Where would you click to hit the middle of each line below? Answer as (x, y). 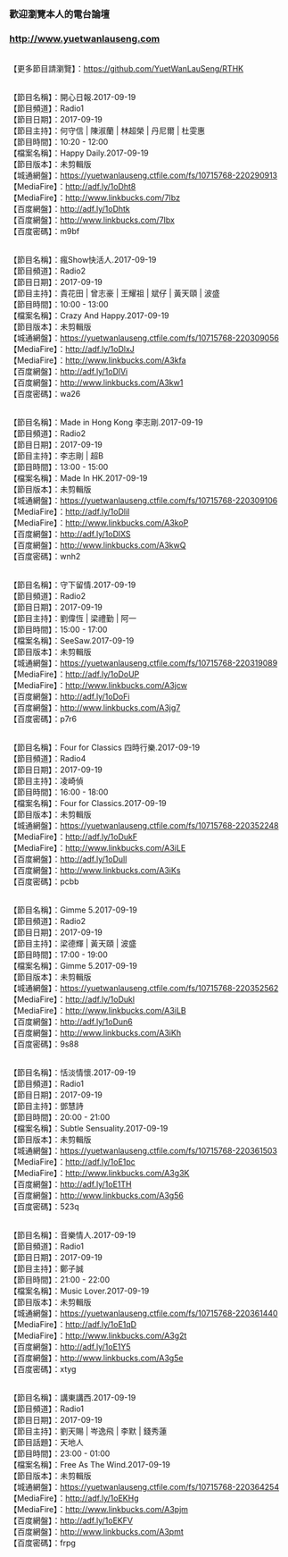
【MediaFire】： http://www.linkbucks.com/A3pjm (99, 1510)
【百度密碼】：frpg (42, 1543)
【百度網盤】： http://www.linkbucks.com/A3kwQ (98, 545)
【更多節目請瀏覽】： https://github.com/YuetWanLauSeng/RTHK (126, 69)
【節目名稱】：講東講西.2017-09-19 (73, 1398)
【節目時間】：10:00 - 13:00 (59, 305)
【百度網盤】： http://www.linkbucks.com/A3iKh (95, 1033)
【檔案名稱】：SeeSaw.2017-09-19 (72, 641)
